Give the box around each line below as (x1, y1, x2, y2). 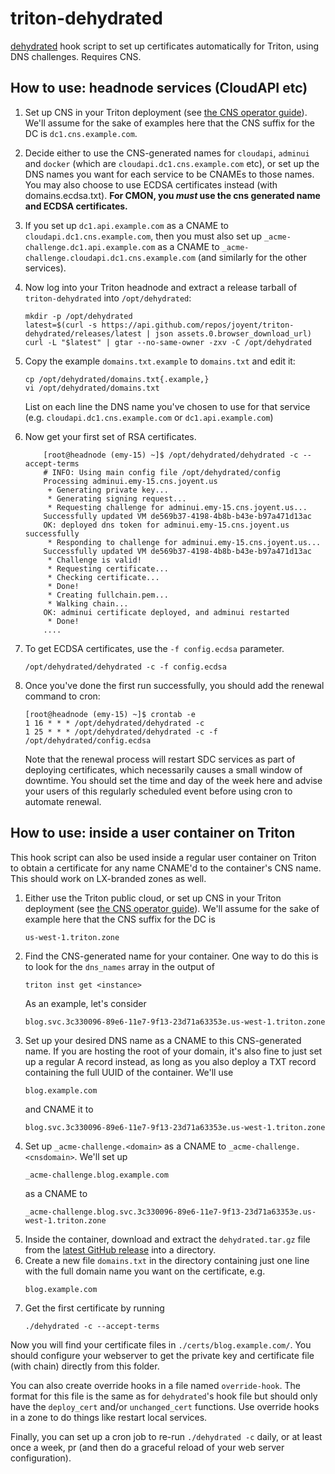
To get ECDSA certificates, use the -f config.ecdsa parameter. (24, 642, 285, 654)
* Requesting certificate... (47, 563, 169, 574)
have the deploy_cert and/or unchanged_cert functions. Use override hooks (10, 1400, 320, 1412)
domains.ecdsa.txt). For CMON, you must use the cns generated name (24, 189, 321, 201)
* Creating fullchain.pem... (47, 590, 169, 600)
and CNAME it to (24, 1103, 94, 1115)
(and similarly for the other (197, 251, 307, 263)
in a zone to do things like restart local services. (10, 1411, 208, 1423)
